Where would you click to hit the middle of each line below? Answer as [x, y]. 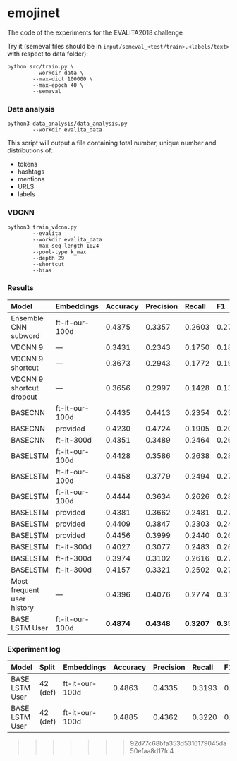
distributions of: [30, 150]
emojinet [34, 13]
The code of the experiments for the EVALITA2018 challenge [95, 32]
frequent [25, 589]
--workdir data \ [58, 73]
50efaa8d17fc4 [152, 751]
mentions [31, 179]
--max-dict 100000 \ [63, 79]
